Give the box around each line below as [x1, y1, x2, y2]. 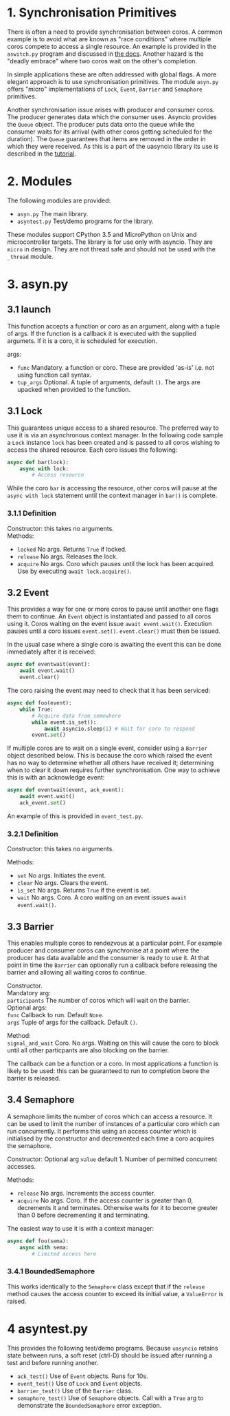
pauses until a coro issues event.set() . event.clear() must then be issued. [7, 627, 221, 635]
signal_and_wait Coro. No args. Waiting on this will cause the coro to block [7, 1039, 220, 1048]
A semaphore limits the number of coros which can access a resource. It [7, 1112, 213, 1121]
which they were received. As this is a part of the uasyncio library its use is [7, 142, 219, 150]
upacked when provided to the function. [16, 385, 131, 393]
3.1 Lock [7, 405, 43, 417]
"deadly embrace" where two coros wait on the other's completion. [7, 56, 198, 65]
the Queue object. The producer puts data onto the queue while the [7, 120, 195, 128]
